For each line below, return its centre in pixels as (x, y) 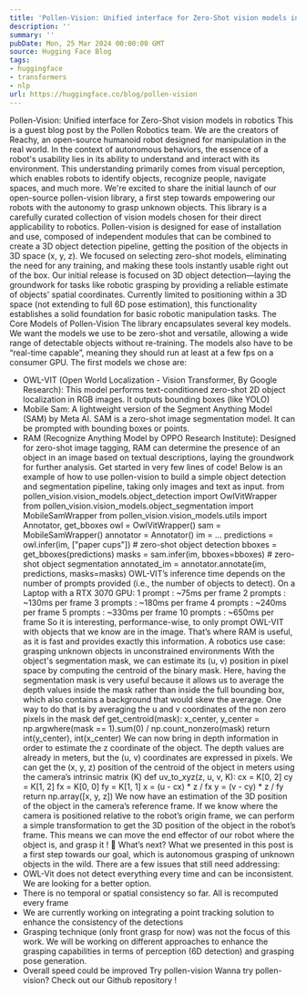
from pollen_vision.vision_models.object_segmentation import (138, 506)
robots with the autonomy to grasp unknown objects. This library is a (138, 207)
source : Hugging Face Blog (61, 52)
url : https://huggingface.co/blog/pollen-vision (103, 94)
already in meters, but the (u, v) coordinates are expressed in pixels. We (158, 757)
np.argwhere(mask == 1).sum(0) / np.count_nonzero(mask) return (146, 728)
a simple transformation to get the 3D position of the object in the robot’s (159, 825)
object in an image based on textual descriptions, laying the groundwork (158, 457)
